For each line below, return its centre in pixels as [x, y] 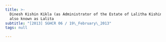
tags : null [16, 28]
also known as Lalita [32, 19]
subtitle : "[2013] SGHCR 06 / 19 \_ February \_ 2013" [58, 23]
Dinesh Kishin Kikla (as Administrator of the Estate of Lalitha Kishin [86, 14]
